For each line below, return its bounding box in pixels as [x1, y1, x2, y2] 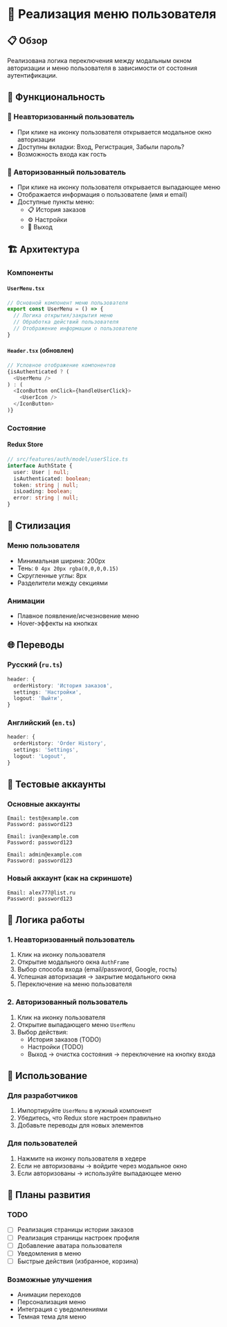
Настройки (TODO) [27, 1042, 84, 1051]
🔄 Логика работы [7, 914, 85, 926]
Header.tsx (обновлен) [7, 346, 74, 355]
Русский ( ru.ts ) [7, 660, 63, 669]
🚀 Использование [7, 1070, 88, 1082]
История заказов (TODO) [27, 1035, 102, 1044]
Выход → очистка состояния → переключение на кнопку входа [27, 1050, 216, 1058]
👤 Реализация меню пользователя [7, 6, 217, 22]
